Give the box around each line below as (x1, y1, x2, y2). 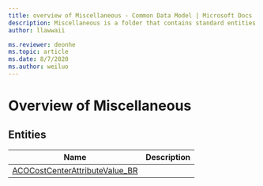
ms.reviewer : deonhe (8, 40, 77, 48)
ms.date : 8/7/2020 (8, 55, 69, 63)
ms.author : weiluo (8, 63, 69, 71)
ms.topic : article (8, 48, 69, 56)
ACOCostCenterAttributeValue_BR (12, 165, 138, 176)
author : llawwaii (8, 26, 66, 34)
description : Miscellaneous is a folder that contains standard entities (8, 19, 257, 27)
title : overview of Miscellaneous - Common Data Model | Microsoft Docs (8, 11, 253, 20)
